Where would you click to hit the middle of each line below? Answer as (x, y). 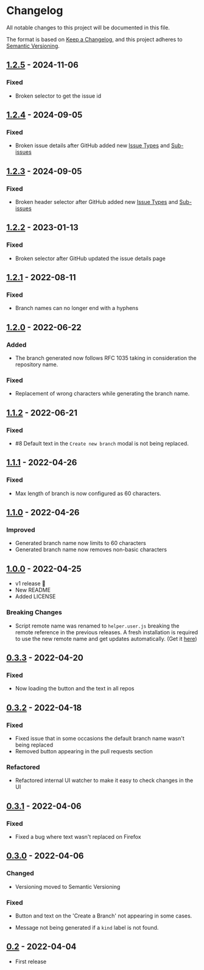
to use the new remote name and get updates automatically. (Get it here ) (106, 639)
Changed (20, 874)
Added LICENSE (35, 596)
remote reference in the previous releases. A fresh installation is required (107, 632)
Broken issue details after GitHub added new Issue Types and (93, 146)
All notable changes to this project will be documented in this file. (88, 27)
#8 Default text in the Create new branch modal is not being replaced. (102, 444)
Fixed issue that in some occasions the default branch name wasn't (100, 738)
